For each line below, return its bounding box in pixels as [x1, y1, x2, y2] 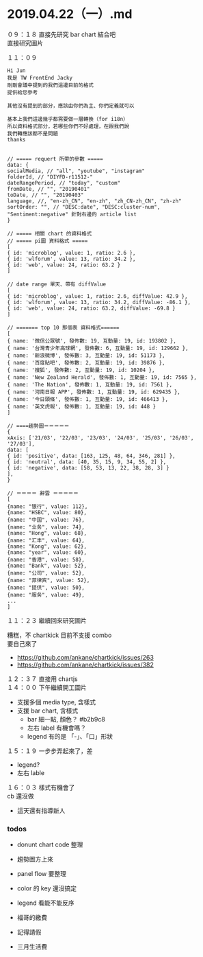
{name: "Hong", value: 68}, [7, 529, 87, 536]
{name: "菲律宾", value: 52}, [7, 577, 90, 584]
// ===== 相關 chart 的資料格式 [7, 230, 92, 237]
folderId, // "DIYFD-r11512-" [7, 173, 94, 181]
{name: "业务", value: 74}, [7, 523, 85, 531]
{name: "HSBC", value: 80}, [7, 509, 87, 516]
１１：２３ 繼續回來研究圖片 [7, 616, 87, 625]
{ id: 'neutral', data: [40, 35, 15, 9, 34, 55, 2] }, [7, 458, 167, 465]
